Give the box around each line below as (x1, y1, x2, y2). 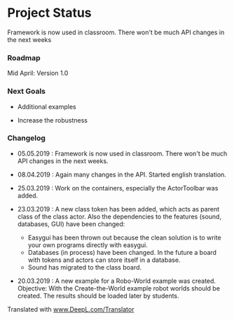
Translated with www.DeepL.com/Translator (7, 305, 135, 313)
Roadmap (7, 53, 41, 62)
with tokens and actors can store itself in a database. (27, 256, 181, 264)
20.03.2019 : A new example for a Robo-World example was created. (17, 277, 216, 285)
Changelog (7, 133, 46, 143)
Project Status (7, 5, 92, 21)
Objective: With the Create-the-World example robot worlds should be (17, 284, 221, 292)
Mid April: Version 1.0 (7, 69, 69, 78)
